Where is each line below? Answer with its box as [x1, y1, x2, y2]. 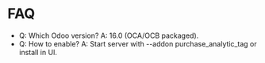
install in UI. [18, 47, 57, 57]
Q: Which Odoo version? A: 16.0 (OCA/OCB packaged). [18, 31, 199, 40]
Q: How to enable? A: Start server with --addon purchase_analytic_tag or [18, 39, 257, 48]
